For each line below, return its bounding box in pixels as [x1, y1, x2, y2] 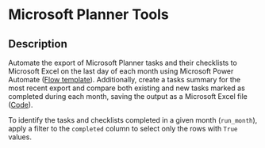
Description [8, 37, 67, 51]
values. [8, 132, 32, 142]
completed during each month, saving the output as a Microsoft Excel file [8, 92, 248, 101]
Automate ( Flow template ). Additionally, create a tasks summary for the [8, 75, 240, 84]
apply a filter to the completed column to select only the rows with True [8, 124, 238, 133]
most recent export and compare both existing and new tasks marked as [8, 83, 246, 93]
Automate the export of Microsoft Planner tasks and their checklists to [8, 58, 238, 67]
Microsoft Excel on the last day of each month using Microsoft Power [8, 66, 234, 76]
